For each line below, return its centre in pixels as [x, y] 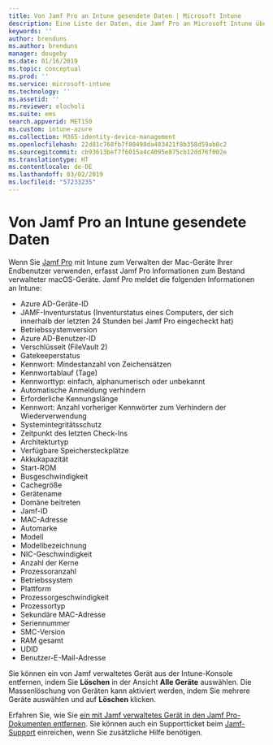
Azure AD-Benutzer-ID [58, 338]
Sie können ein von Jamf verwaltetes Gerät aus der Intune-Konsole [121, 673]
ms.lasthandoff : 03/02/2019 [56, 175]
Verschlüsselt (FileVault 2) [64, 347]
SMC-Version [43, 631]
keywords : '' [30, 31]
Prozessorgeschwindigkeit [65, 597]
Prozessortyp [43, 605]
